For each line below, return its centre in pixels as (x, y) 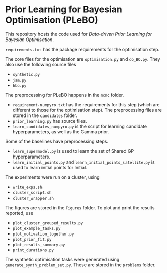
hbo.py (19, 85)
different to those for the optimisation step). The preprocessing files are (87, 110)
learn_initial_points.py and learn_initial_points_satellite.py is (84, 162)
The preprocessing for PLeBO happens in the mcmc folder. (65, 95)
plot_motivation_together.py (43, 234)
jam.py (19, 80)
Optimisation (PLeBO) (52, 20)
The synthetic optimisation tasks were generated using (62, 259)
